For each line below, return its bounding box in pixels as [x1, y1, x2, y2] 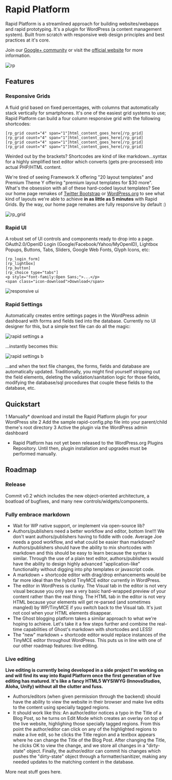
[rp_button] [5, 265, 31, 271]
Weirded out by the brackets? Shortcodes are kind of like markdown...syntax [5, 153, 167, 159]
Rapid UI [5, 224, 27, 231]
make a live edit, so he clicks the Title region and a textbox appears [12, 732, 156, 738]
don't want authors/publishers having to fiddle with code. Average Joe [12, 534, 162, 540]
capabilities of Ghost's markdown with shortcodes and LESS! [23, 626, 152, 633]
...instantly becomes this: [5, 343, 59, 350]
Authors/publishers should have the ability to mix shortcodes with [12, 544, 152, 550]
